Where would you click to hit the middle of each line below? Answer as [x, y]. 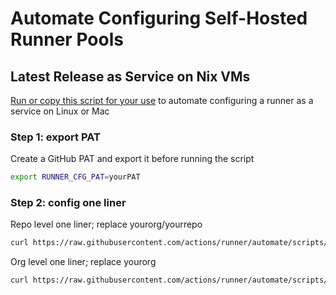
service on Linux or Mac [60, 111]
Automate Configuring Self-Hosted [159, 18]
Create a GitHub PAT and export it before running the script [132, 159]
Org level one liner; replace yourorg [83, 262]
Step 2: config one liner [68, 203]
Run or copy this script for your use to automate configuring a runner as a [162, 100]
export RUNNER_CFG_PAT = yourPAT [75, 177]
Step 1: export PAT [55, 137]
